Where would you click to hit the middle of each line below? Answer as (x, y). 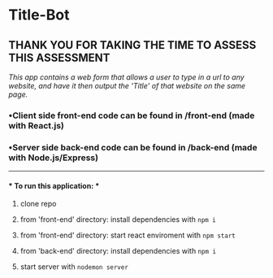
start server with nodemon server (74, 267)
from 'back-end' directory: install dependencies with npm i (118, 251)
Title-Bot (39, 15)
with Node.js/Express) (54, 158)
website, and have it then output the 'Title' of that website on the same (127, 86)
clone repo (38, 204)
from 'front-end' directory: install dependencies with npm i (118, 219)
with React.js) (37, 125)
